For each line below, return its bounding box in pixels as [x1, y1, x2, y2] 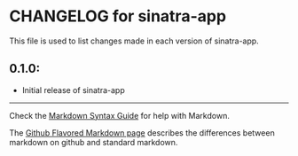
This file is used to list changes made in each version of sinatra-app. [9, 35, 259, 46]
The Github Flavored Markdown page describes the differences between [9, 127, 275, 138]
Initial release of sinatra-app [21, 84, 126, 95]
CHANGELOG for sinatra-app [9, 6, 227, 27]
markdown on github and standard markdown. [9, 136, 178, 147]
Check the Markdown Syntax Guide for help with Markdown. [9, 110, 231, 121]
